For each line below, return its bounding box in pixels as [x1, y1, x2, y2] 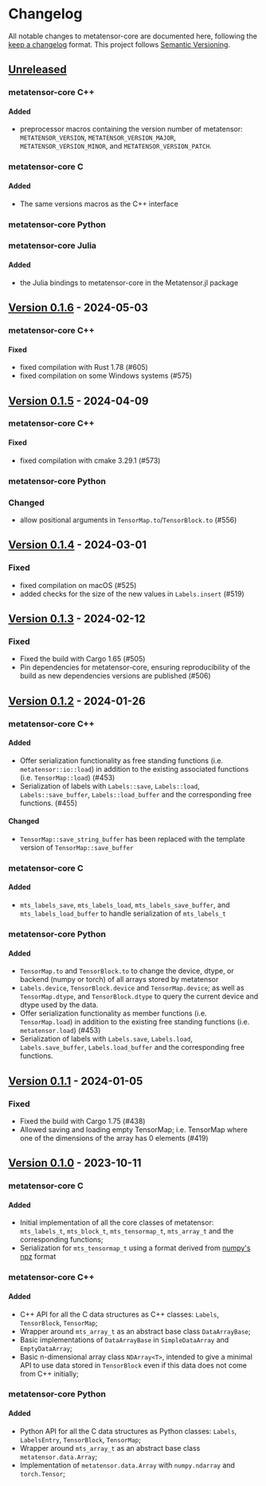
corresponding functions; [19, 1235, 104, 1245]
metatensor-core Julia [8, 240, 97, 252]
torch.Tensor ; [19, 1468, 65, 1478]
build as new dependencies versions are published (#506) [19, 671, 211, 681]
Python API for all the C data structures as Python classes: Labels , [19, 1426, 237, 1436]
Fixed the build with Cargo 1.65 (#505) [19, 654, 146, 664]
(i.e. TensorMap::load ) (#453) [19, 773, 115, 782]
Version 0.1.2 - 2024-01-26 [8, 694, 146, 708]
